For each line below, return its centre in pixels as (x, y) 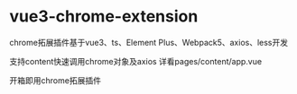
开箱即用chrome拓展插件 (56, 80)
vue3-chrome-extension (104, 17)
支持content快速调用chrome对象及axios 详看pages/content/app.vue (136, 61)
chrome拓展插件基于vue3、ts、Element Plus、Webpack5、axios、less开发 (149, 42)
